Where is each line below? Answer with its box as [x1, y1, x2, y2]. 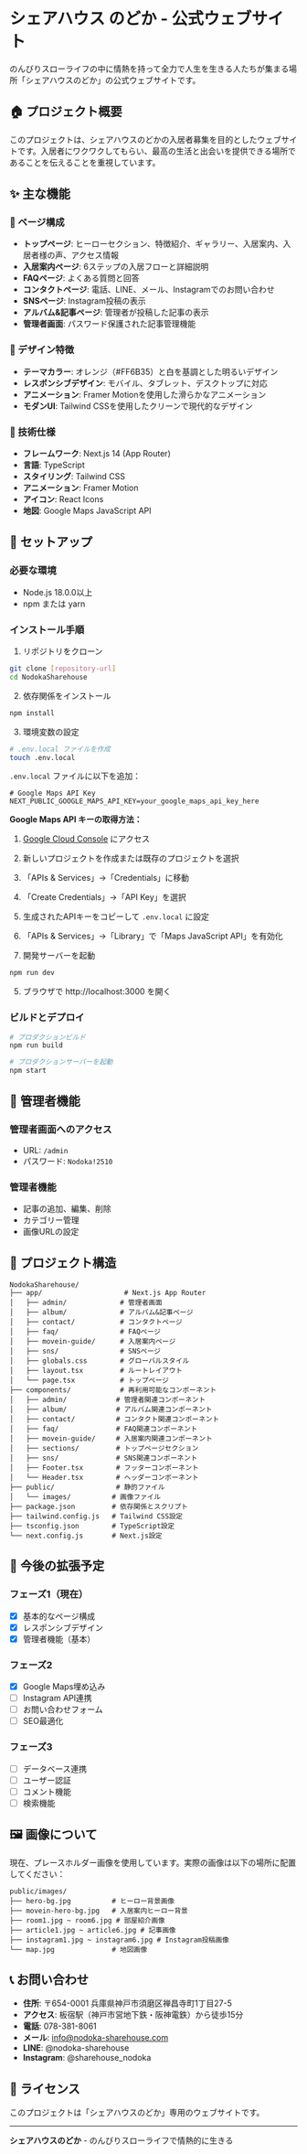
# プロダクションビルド [9, 1033, 87, 1042]
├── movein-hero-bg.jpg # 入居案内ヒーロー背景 [9, 1906, 189, 1915]
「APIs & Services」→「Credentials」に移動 [22, 873, 190, 884]
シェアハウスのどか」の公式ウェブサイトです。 [25, 74, 201, 85]
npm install [9, 708, 55, 718]
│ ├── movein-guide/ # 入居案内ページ [9, 1336, 176, 1345]
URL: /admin [22, 1144, 69, 1155]
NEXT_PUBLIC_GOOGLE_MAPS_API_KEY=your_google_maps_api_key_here [9, 797, 259, 806]
